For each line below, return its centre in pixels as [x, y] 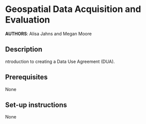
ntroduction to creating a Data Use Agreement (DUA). [60, 61]
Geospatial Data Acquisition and [73, 9]
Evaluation [28, 20]
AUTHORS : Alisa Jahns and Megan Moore [49, 33]
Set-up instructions [36, 105]
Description [24, 49]
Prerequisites [26, 77]
